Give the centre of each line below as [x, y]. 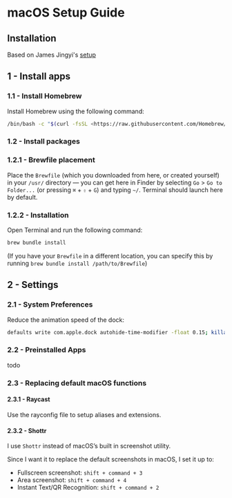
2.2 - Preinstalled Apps [47, 350]
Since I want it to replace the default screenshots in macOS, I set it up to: [110, 459]
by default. [22, 197]
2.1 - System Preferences [50, 305]
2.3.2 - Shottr [27, 430]
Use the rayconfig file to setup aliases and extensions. [84, 414]
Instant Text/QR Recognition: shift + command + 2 [88, 488]
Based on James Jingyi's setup [52, 55]
